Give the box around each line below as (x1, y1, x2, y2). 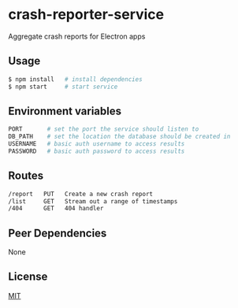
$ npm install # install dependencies (8, 75, 143, 83)
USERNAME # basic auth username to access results (8, 140, 185, 148)
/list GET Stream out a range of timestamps (8, 197, 178, 206)
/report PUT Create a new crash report (8, 190, 154, 198)
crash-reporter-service (8, 6, 164, 24)
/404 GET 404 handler (8, 205, 104, 213)
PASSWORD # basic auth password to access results (8, 147, 185, 155)
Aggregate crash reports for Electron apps (8, 32, 146, 41)
